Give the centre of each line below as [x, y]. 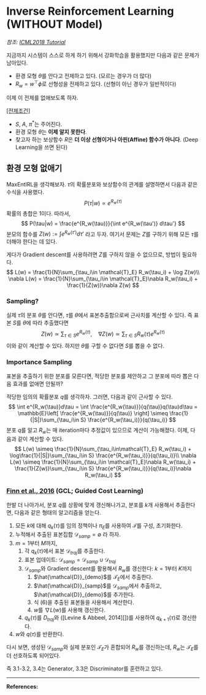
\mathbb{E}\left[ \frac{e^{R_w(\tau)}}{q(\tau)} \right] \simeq [93, 413]
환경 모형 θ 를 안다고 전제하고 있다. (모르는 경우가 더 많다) [83, 75]
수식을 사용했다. [25, 192]
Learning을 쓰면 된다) [41, 147]
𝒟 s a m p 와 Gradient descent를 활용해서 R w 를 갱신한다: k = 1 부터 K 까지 [108, 569]
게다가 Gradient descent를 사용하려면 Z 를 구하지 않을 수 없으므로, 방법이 [93, 255]
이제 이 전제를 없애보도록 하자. [42, 98]
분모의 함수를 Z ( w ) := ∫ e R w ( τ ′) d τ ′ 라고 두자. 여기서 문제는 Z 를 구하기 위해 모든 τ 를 [103, 233]
